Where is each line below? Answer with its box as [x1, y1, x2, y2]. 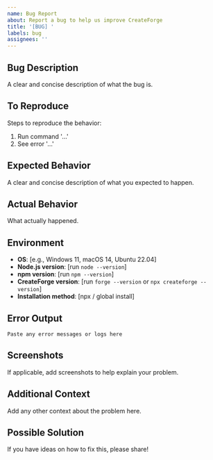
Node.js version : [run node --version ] [17, 263, 127, 271]
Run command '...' [17, 132, 69, 140]
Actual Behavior [7, 198, 78, 210]
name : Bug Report [7, 10, 58, 17]
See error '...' [17, 140, 54, 148]
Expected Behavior [7, 160, 92, 172]
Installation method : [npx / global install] [17, 293, 135, 301]
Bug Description [7, 62, 78, 74]
